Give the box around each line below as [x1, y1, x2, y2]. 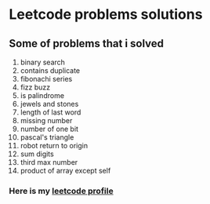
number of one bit [20, 124, 79, 133]
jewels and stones [20, 100, 79, 108]
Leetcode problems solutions [9, 5, 203, 24]
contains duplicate [20, 66, 81, 75]
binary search [20, 57, 66, 67]
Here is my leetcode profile [9, 185, 114, 196]
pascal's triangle [20, 133, 74, 142]
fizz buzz [20, 82, 51, 92]
